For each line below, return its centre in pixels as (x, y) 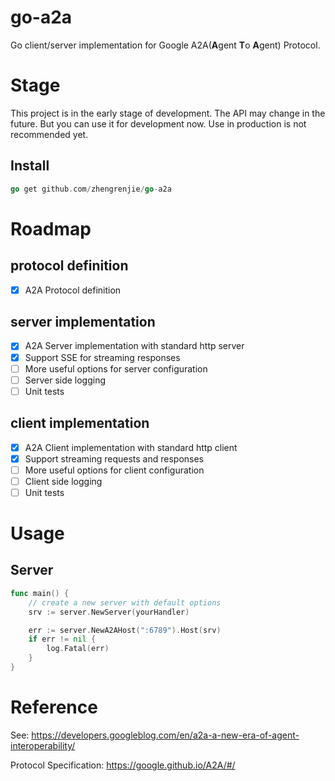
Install (30, 166)
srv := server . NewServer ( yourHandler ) (109, 612)
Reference (54, 707)
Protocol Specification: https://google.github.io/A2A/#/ (123, 765)
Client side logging (63, 481)
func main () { (40, 593)
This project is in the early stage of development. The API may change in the (168, 113)
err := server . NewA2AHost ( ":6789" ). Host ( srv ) (125, 630)
